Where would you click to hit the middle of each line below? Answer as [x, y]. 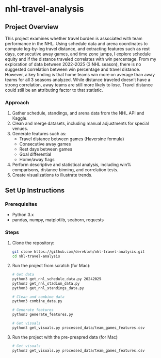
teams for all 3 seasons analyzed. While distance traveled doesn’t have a [78, 80]
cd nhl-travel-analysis [36, 256]
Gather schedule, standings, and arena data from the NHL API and [78, 113]
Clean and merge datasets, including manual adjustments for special [80, 123]
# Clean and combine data [38, 297]
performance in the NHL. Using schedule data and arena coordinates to [76, 44]
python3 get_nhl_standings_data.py [48, 288]
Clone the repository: [33, 243]
